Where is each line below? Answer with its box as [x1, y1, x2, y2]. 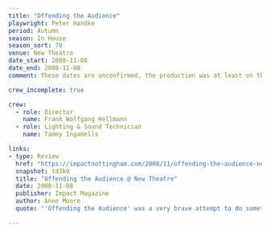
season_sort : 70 [8, 42, 63, 50]
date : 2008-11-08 [15, 182, 74, 190]
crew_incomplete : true [8, 86, 84, 94]
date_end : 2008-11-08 [8, 64, 81, 72]
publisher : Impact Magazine [15, 189, 110, 197]
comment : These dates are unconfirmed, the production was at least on [8, 71, 253, 79]
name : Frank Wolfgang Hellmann [22, 116, 128, 124]
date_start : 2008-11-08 [8, 57, 88, 65]
